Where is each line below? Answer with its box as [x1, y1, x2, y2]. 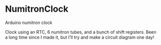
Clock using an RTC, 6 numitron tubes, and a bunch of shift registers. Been [5, 29, 157, 35]
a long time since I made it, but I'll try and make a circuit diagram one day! [5, 34, 155, 40]
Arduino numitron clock [5, 20, 53, 25]
